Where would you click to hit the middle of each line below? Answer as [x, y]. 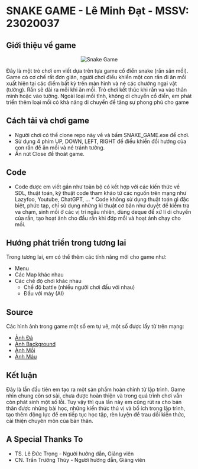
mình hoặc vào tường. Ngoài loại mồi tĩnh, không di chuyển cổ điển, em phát [99, 96]
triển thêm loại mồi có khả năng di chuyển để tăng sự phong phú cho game [98, 102]
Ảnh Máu [26, 357]
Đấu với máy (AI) [44, 294]
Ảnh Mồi [25, 350]
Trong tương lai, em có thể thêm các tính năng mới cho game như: [86, 257]
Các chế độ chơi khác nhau [48, 281]
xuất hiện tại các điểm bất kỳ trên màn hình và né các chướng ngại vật [92, 83]
